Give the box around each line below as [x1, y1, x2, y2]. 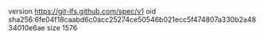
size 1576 [46, 23, 78, 32]
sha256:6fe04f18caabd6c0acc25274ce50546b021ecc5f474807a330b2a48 [8, 15, 257, 24]
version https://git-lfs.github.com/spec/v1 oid [8, 7, 157, 16]
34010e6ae [8, 23, 45, 32]
